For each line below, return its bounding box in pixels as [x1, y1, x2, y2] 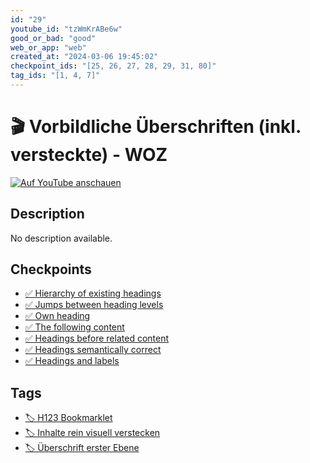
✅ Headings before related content [24, 332, 170, 345]
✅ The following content [24, 321, 125, 333]
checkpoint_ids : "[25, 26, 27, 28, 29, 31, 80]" [10, 61, 217, 71]
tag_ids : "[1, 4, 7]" [10, 71, 101, 81]
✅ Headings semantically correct [24, 344, 162, 356]
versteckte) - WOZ [10, 144, 168, 166]
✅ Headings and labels [24, 355, 120, 367]
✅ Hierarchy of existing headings [24, 287, 162, 300]
